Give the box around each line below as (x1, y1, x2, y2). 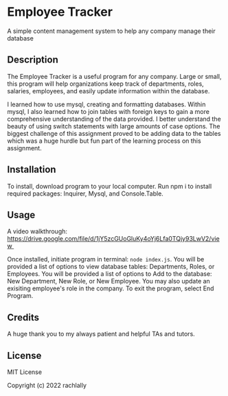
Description (7, 54, 58, 66)
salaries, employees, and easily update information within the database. (7, 86, 210, 95)
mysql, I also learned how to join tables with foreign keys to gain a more (7, 107, 209, 115)
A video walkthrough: (7, 227, 67, 235)
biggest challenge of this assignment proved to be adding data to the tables (7, 129, 221, 137)
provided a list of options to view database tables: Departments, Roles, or (7, 262, 215, 271)
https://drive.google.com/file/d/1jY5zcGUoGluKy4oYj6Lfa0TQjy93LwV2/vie (7, 235, 220, 243)
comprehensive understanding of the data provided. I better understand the (7, 115, 221, 123)
